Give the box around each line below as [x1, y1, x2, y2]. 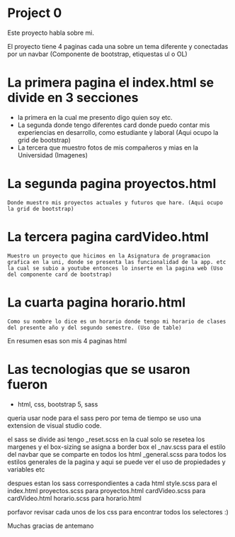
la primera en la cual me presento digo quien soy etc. [17, 113, 173, 121]
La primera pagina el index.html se [7, 74, 214, 91]
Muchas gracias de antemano [7, 521, 94, 530]
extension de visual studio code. [7, 421, 102, 430]
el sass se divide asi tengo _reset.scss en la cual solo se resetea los [7, 435, 205, 443]
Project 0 [7, 5, 62, 21]
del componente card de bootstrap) [7, 271, 113, 278]
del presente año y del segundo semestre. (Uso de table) [7, 324, 182, 331]
